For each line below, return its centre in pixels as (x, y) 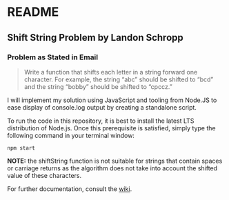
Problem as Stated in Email (53, 57)
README (33, 12)
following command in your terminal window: (71, 135)
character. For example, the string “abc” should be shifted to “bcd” (119, 79)
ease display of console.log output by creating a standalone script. (102, 107)
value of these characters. (44, 175)
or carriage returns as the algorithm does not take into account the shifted (112, 168)
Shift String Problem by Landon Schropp (96, 38)
